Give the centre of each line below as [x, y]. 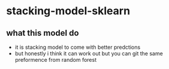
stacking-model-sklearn [68, 11]
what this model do [43, 33]
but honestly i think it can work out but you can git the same [89, 54]
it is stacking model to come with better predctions [78, 47]
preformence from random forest [56, 60]
